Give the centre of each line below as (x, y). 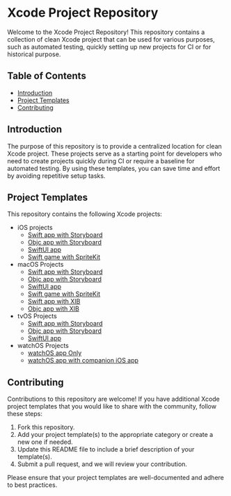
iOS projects (35, 228)
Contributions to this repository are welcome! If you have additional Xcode (114, 399)
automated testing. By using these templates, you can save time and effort (114, 168)
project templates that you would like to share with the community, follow (112, 406)
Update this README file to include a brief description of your (106, 449)
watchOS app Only (55, 353)
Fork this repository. (46, 427)
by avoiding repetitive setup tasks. (56, 176)
